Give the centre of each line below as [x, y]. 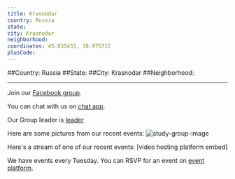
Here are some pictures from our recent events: [76, 133]
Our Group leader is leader [45, 120]
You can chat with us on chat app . [56, 106]
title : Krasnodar [33, 14]
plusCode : [22, 53]
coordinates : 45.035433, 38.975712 [59, 46]
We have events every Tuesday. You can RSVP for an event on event [106, 160]
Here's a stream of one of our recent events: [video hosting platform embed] [117, 147]
